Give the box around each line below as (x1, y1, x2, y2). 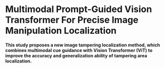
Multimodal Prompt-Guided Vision (5, 4, 152, 15)
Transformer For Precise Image (5, 14, 139, 26)
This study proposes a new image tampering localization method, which (5, 42, 160, 48)
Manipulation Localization (5, 25, 117, 36)
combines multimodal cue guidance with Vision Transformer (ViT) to (5, 47, 153, 53)
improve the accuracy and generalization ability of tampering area (5, 52, 148, 58)
